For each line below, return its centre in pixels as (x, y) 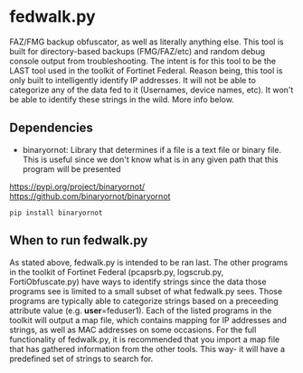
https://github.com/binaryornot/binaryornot (90, 196)
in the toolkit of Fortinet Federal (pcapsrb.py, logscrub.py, (117, 272)
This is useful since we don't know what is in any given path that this (150, 159)
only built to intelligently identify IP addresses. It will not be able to (133, 80)
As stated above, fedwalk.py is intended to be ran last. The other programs (149, 262)
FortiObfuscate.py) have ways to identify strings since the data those (138, 282)
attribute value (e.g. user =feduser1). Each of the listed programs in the (141, 311)
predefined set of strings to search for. (81, 359)
